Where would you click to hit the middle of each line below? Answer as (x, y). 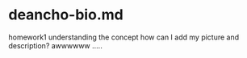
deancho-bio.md (66, 15)
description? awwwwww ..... (55, 45)
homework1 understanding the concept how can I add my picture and (124, 37)
